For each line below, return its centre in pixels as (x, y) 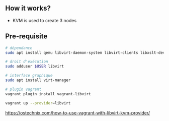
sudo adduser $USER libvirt (35, 67)
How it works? (28, 8)
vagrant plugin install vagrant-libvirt (48, 94)
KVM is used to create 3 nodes (45, 20)
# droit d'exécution (27, 62)
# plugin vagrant (23, 89)
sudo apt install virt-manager (38, 80)
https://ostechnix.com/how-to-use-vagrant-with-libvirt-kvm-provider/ (78, 112)
